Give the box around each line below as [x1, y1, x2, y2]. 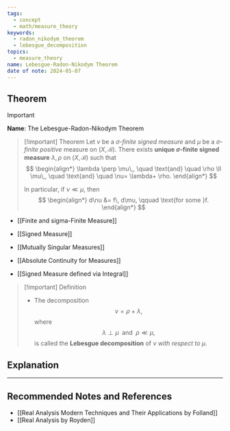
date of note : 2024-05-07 [7, 67, 81, 74]
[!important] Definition [23, 283, 87, 292]
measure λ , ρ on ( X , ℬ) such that [23, 154, 116, 162]
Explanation [7, 359, 60, 371]
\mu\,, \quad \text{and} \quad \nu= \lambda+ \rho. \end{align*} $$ [29, 172, 218, 180]
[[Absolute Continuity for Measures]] [16, 257, 121, 265]
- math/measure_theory [13, 23, 78, 30]
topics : [7, 49, 29, 56]
